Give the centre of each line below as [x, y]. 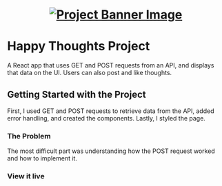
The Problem [29, 136]
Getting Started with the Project [77, 94]
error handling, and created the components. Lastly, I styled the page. [106, 118]
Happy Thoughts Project [79, 46]
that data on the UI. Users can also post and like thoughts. [90, 73]
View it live [26, 176]
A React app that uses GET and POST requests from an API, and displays [111, 65]
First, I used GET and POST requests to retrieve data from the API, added [111, 111]
